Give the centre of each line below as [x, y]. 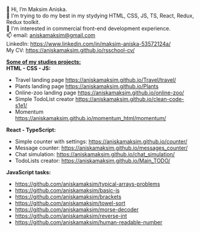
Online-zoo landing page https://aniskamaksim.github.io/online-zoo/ [99, 93]
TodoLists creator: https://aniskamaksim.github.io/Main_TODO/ [92, 160]
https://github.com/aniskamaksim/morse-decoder [77, 209]
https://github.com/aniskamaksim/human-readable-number [89, 222]
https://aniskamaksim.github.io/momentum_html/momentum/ [90, 118]
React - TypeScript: [31, 130]
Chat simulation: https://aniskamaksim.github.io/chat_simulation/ [95, 154]
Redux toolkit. [23, 22]
